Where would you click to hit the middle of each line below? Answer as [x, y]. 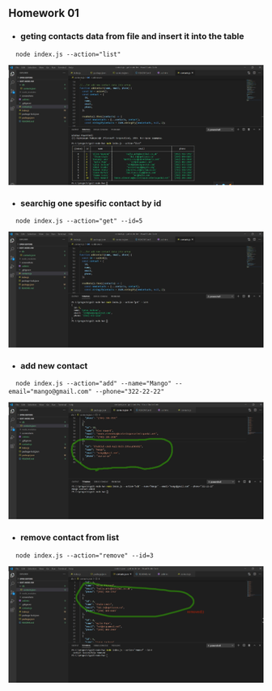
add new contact [54, 365]
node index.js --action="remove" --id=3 [85, 555]
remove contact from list [70, 538]
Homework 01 [44, 13]
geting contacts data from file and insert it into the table [132, 36]
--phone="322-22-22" [130, 392]
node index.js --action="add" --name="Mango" [94, 384]
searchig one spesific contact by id [91, 203]
